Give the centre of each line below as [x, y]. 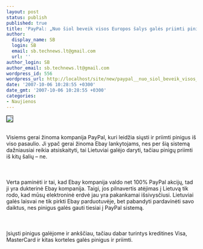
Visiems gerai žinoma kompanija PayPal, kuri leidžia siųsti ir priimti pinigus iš [101, 137]
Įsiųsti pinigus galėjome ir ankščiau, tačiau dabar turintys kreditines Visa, [97, 233]
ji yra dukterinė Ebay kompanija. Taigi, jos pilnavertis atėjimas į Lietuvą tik [97, 188]
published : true [27, 23]
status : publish [27, 17]
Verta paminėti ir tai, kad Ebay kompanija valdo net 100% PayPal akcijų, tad [100, 182]
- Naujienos [21, 101]
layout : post [23, 12]
